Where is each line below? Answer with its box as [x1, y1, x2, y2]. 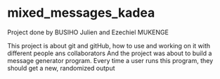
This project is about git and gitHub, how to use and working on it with [7, 41, 211, 50]
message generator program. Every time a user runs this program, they [7, 56, 214, 64]
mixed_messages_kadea [7, 5, 155, 21]
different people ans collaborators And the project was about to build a [7, 49, 212, 57]
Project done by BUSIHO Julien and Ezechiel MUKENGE [7, 28, 169, 36]
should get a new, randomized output [7, 64, 115, 72]
